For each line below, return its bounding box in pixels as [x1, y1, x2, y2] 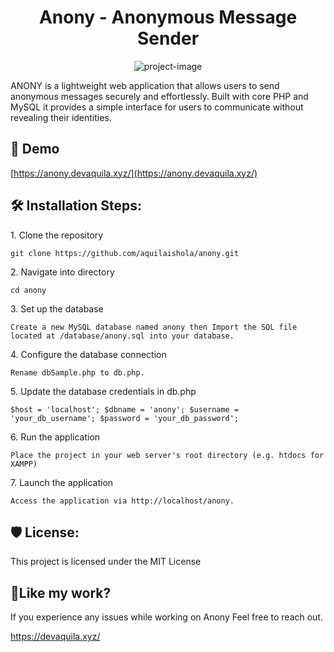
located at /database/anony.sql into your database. [10, 331, 235, 341]
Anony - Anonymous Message [38, 6, 298, 29]
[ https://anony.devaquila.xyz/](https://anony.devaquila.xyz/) [10, 167, 258, 179]
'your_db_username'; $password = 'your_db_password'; [10, 413, 240, 423]
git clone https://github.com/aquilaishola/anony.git [10, 248, 240, 258]
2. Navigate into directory [10, 266, 115, 278]
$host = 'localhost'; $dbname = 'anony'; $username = [10, 404, 240, 415]
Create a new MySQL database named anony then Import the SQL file [10, 322, 298, 332]
